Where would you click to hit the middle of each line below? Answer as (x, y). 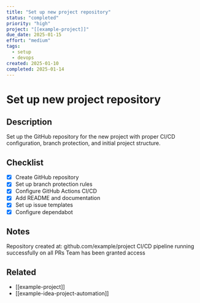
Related (21, 272)
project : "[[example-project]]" (48, 29)
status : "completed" (33, 18)
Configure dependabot (44, 212)
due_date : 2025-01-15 (34, 35)
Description (29, 122)
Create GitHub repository (47, 177)
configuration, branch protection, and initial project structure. (83, 143)
